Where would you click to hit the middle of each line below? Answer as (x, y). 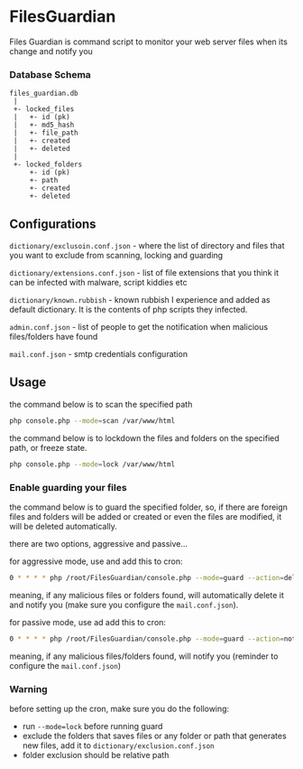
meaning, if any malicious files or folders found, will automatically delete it (147, 595)
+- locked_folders (48, 164)
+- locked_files (44, 109)
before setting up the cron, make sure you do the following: (119, 708)
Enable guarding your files (69, 487)
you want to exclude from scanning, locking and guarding (116, 256)
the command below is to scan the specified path (101, 404)
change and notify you (51, 51)
